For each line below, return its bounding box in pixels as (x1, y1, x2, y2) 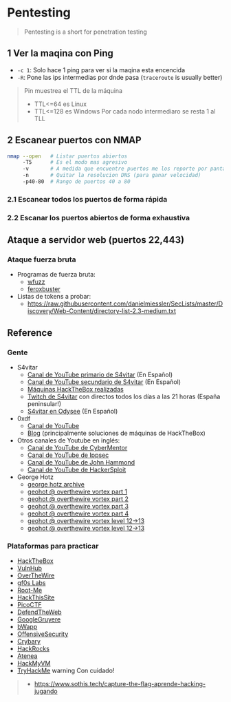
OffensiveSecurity (16, 630, 69, 638)
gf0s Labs (16, 579, 46, 587)
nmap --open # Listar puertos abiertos (7, 153, 128, 160)
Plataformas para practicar (7, 542, 99, 551)
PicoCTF (16, 601, 43, 609)
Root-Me (16, 586, 43, 595)
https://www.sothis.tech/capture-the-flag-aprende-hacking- (34, 680, 206, 688)
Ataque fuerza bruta (7, 255, 77, 264)
